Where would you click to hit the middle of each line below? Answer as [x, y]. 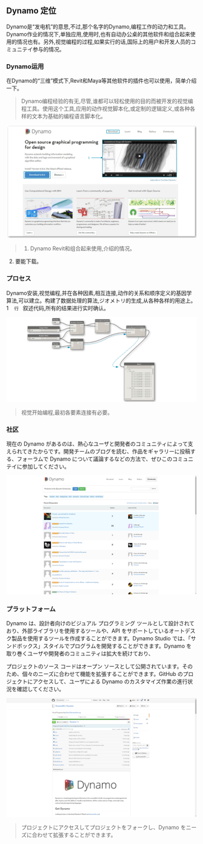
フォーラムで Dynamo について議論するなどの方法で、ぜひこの [95, 459]
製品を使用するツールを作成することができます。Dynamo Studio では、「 [101, 638]
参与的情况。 [48, 49]
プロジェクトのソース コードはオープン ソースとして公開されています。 [94, 666]
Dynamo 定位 [31, 11]
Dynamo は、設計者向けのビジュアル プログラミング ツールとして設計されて [101, 623]
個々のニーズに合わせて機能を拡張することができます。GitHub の [102, 674]
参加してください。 [46, 466]
